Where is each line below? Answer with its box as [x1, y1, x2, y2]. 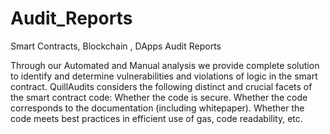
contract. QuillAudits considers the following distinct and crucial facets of [10, 80, 313, 92]
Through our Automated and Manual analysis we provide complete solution [10, 59, 320, 71]
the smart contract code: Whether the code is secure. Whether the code [10, 91, 308, 103]
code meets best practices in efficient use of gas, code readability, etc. [10, 112, 303, 124]
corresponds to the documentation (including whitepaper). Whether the [10, 102, 305, 114]
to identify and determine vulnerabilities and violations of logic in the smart [10, 70, 318, 82]
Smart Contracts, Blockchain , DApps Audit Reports [10, 40, 222, 52]
